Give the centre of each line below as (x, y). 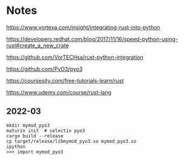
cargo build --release (35, 136)
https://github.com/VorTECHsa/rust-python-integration (75, 57)
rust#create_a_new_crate (38, 45)
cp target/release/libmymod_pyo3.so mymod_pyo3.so (71, 141)
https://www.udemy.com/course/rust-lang (59, 92)
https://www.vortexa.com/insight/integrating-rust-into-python (83, 27)
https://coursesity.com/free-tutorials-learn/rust (65, 80)
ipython (16, 146)
